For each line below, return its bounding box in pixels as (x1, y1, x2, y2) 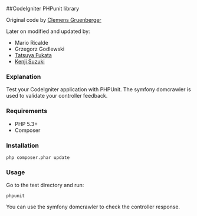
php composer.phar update (6, 154, 70, 161)
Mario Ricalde (14, 39, 48, 46)
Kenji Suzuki (14, 58, 45, 65)
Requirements (6, 107, 48, 115)
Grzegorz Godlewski (14, 45, 65, 52)
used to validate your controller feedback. (6, 92, 108, 99)
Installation (6, 141, 40, 149)
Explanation (6, 72, 41, 81)
